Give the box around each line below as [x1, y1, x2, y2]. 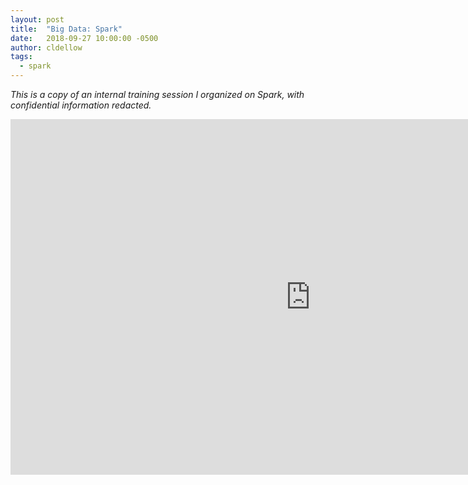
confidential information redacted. [10, 99, 152, 111]
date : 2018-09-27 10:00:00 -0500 [10, 33, 159, 43]
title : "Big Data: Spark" [10, 24, 123, 34]
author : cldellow [10, 42, 83, 53]
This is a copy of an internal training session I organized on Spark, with [10, 89, 305, 100]
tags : [10, 52, 33, 62]
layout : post [10, 14, 65, 25]
